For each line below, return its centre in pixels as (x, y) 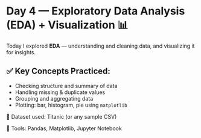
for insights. (21, 52)
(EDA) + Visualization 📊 (67, 25)
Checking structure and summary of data (66, 86)
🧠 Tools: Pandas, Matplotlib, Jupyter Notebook (64, 128)
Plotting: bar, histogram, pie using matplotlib (71, 105)
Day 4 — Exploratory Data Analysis (96, 11)
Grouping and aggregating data (54, 98)
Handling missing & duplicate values (60, 92)
